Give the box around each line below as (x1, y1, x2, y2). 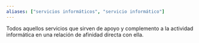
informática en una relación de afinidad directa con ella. (6, 31, 144, 38)
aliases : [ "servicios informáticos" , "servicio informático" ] (6, 8, 165, 15)
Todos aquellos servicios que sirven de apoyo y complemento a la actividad (6, 25, 194, 32)
